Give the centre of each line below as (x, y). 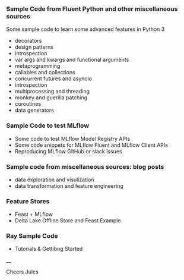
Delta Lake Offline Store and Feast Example (68, 221)
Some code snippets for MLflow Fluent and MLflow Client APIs (91, 145)
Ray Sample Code (32, 236)
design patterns (34, 47)
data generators (34, 110)
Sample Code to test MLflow (48, 125)
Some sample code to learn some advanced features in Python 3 (85, 29)
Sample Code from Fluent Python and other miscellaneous (92, 9)
